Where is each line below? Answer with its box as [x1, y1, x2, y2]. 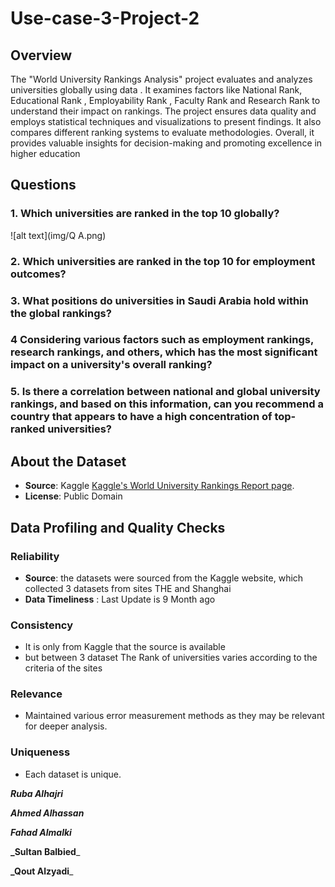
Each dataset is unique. [24, 768, 122, 780]
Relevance [10, 687, 63, 701]
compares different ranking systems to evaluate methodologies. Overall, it [10, 127, 315, 138]
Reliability [10, 549, 60, 563]
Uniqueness [10, 745, 71, 759]
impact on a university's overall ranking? [10, 358, 213, 372]
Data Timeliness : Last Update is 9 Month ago [24, 593, 216, 605]
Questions [10, 177, 77, 194]
